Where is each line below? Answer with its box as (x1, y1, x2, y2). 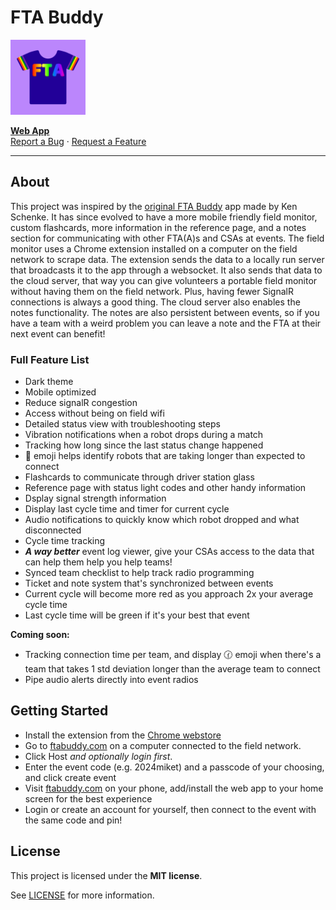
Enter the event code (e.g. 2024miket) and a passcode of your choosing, (24, 761, 325, 773)
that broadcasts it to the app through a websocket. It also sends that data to (10, 264, 323, 276)
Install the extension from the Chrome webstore (24, 729, 222, 741)
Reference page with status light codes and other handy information (24, 482, 307, 494)
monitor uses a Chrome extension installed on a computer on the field (10, 242, 298, 255)
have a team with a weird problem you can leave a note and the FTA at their (10, 317, 322, 329)
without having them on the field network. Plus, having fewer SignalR (10, 285, 294, 297)
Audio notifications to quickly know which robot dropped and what (24, 514, 300, 526)
